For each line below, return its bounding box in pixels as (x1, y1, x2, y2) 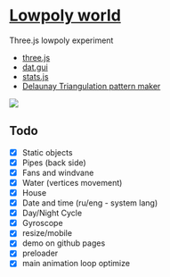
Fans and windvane (21, 167, 94, 178)
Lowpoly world (9, 5, 122, 26)
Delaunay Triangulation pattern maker (21, 80, 161, 91)
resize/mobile (21, 228, 73, 239)
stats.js (21, 71, 49, 81)
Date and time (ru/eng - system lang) (21, 197, 158, 208)
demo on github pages (21, 238, 106, 248)
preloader (21, 248, 59, 259)
